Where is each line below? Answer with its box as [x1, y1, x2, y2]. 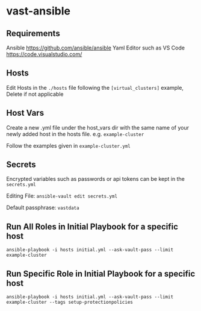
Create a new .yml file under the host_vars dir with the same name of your [6, 124, 190, 131]
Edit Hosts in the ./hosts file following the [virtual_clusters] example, [6, 84, 184, 91]
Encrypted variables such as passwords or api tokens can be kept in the [6, 175, 185, 183]
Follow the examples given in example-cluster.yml [6, 142, 131, 149]
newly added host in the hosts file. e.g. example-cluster [6, 130, 144, 137]
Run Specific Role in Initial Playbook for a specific [6, 268, 196, 278]
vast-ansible [6, 4, 71, 18]
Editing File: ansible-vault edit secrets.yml [6, 192, 118, 199]
